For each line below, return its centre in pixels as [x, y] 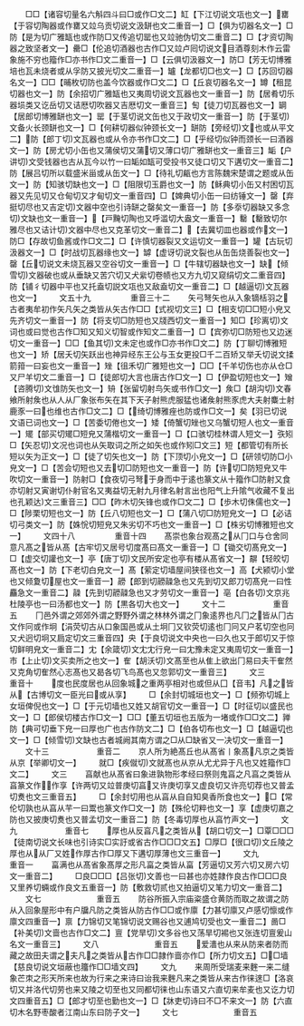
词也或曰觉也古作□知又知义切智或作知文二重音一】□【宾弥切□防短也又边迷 [151, 332]
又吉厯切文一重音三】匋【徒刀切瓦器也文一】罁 [199, 105]
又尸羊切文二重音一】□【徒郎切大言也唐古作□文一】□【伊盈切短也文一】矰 [151, 377]
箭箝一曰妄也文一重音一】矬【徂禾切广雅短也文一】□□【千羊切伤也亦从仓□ [151, 366]
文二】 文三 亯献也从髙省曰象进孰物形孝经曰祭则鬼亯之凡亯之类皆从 [150, 774]
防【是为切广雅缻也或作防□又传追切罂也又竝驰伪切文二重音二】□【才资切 [147, 37]
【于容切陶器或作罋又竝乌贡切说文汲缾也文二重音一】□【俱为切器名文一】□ [152, 25]
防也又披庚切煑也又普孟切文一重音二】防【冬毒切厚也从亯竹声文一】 [136, 819]
